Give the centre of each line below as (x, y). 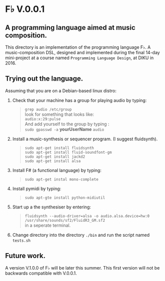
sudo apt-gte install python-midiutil (65, 197)
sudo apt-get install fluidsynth (59, 148)
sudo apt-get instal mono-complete (61, 179)
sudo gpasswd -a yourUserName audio (64, 129)
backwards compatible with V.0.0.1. (41, 273)
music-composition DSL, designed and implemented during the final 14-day (82, 52)
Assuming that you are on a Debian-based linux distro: (61, 91)
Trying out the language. (44, 79)
